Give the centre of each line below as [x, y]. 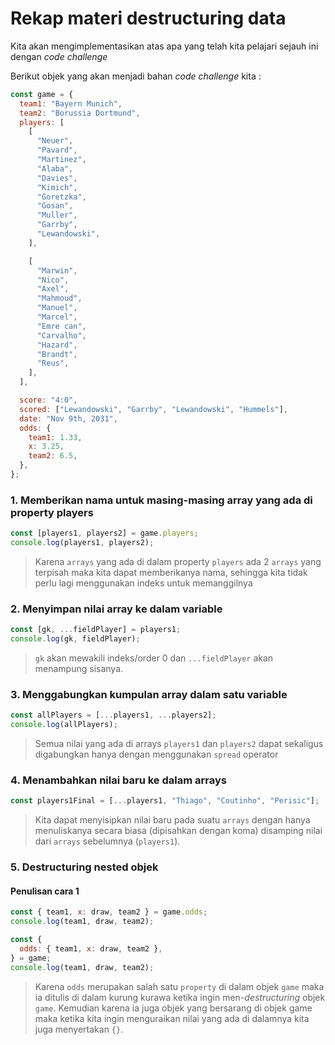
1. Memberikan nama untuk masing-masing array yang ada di [161, 500]
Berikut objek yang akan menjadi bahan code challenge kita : [136, 76]
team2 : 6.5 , [53, 456]
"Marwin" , [57, 270]
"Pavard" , [57, 150]
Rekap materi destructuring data [148, 18]
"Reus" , [53, 363]
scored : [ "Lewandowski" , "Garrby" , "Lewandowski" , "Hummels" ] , [154, 409]
